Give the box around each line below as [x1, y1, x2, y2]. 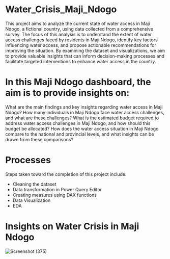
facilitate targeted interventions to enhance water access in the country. [5, 58, 156, 64]
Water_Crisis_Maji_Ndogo [5, 4, 117, 15]
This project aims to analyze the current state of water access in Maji [5, 20, 150, 27]
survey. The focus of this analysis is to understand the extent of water [5, 31, 152, 37]
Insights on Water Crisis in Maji [5, 221, 139, 232]
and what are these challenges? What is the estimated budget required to [5, 115, 159, 121]
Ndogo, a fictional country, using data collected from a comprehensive [5, 25, 154, 32]
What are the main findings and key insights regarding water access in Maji [5, 103, 163, 110]
